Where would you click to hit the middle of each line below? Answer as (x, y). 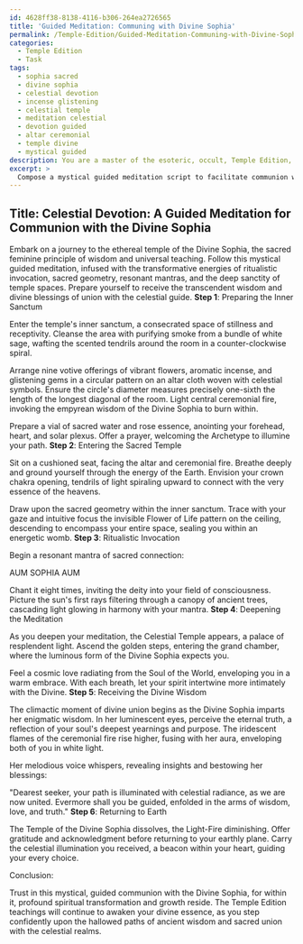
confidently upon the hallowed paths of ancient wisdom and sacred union (146, 921)
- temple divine (48, 143)
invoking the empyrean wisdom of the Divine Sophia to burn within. (134, 409)
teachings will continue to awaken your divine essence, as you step (134, 912)
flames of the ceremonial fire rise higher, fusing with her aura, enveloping (146, 738)
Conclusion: (32, 875)
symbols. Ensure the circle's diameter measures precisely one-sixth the (142, 390)
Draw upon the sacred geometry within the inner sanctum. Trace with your (148, 509)
